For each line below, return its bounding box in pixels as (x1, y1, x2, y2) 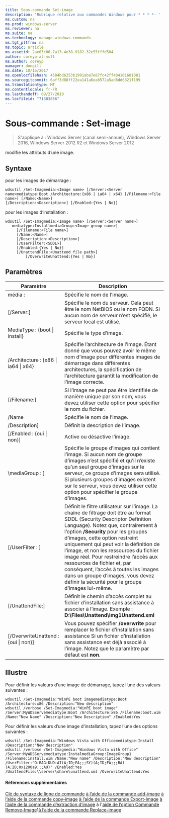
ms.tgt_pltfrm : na (5, 40, 44, 45)
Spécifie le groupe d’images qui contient (64, 444, 160, 451)
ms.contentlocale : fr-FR (5, 86, 57, 92)
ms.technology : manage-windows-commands (5, 36, 92, 41)
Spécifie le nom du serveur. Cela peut (64, 299, 153, 306)
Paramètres (5, 267, 43, 277)
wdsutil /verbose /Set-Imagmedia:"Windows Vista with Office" (5, 747, 138, 752)
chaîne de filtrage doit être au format (64, 509, 151, 516)
